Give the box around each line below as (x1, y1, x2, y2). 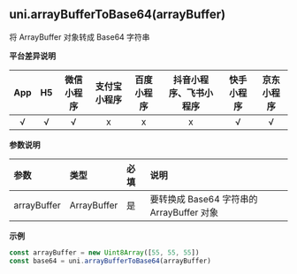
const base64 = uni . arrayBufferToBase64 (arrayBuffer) (9, 256, 212, 265)
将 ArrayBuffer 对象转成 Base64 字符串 (9, 31, 150, 42)
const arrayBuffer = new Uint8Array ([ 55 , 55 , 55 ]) (9, 247, 200, 257)
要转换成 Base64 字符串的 (149, 193, 258, 205)
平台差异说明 (9, 50, 56, 61)
